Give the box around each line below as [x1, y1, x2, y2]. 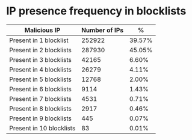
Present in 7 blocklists [9, 94, 72, 103]
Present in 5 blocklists [9, 75, 72, 84]
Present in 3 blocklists [9, 55, 72, 64]
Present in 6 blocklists [9, 85, 72, 93]
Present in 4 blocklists [9, 65, 72, 73]
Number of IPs [81, 26, 124, 34]
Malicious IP [24, 26, 61, 34]
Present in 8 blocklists [9, 104, 72, 112]
